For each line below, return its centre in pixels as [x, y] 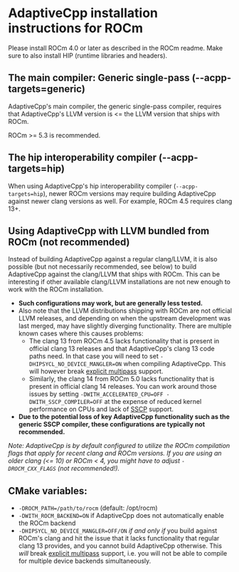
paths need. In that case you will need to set [94, 356]
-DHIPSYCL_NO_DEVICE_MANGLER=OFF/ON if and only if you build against [118, 531]
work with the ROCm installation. [56, 289]
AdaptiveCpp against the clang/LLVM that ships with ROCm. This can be [114, 274]
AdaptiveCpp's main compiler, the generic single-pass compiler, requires [115, 106]
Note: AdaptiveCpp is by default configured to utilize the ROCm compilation [119, 446]
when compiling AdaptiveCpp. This [175, 364]
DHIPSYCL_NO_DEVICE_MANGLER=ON [75, 365]
